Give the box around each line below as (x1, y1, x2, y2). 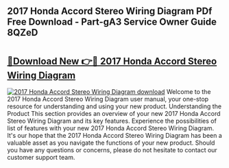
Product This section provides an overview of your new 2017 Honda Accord (7, 110, 221, 117)
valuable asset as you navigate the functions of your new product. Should (7, 139, 215, 147)
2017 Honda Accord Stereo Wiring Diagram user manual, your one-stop (7, 95, 209, 103)
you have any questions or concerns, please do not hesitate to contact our (7, 146, 217, 154)
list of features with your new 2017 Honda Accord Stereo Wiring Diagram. (7, 124, 215, 132)
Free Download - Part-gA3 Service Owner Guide (7, 16, 217, 28)
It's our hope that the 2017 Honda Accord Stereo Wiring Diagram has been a (7, 132, 223, 139)
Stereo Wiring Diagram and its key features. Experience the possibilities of (7, 117, 217, 125)
